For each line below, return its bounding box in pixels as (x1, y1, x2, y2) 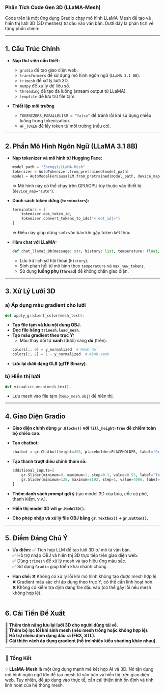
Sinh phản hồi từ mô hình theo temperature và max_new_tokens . (19, 263, 145, 269)
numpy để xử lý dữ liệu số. (19, 83, 70, 89)
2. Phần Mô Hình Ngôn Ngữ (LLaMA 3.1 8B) (5, 142, 138, 150)
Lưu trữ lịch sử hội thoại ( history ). (19, 257, 88, 263)
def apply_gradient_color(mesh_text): (5, 313, 84, 318)
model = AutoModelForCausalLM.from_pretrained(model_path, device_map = (12, 174, 162, 179)
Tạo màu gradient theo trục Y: (12, 332, 75, 338)
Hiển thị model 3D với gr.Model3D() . (12, 505, 86, 511)
